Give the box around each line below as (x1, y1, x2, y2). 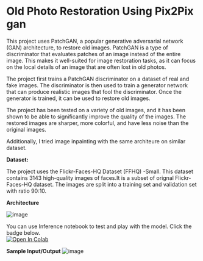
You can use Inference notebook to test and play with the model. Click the (6, 223, 192, 230)
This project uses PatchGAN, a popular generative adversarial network (6, 37, 183, 45)
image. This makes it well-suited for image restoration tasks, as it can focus (6, 57, 196, 64)
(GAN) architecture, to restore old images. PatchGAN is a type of (6, 44, 169, 51)
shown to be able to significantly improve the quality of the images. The (6, 113, 187, 120)
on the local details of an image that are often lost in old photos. (6, 63, 166, 71)
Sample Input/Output (6, 247, 61, 254)
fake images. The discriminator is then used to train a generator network (6, 81, 188, 89)
